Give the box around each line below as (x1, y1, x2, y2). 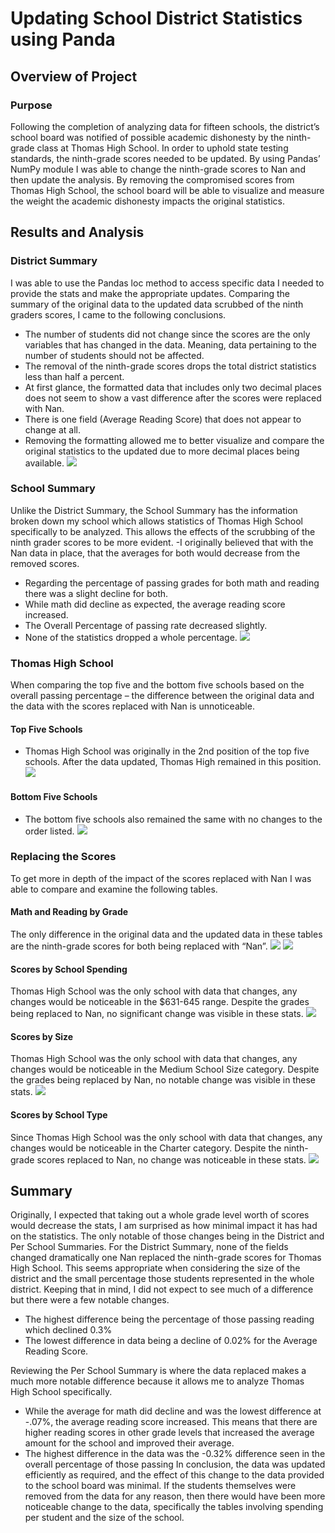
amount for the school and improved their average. (24, 1437, 235, 1449)
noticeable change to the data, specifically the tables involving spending (24, 1501, 324, 1513)
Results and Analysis (10, 224, 145, 241)
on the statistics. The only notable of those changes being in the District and (10, 1230, 325, 1242)
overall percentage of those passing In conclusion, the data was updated (24, 1458, 326, 1471)
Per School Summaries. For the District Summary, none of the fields (10, 1241, 289, 1253)
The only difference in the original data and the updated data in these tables (10, 928, 323, 941)
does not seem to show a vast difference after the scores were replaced (24, 392, 322, 404)
